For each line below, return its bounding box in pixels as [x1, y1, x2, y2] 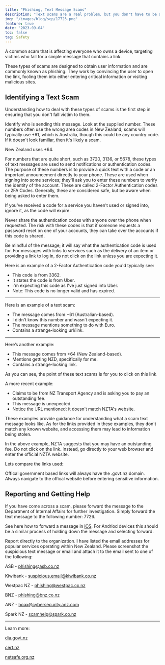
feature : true [5, 21, 34, 26]
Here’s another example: [5, 341, 55, 347]
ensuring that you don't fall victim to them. [5, 112, 91, 117]
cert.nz [5, 644, 20, 650]
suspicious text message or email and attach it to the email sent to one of [5, 548, 153, 554]
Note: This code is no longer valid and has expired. [12, 287, 115, 294]
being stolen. [5, 431, 32, 437]
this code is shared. [5, 233, 45, 238]
